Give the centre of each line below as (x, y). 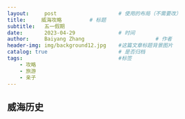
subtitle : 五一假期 (36, 26)
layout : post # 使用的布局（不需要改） (94, 13)
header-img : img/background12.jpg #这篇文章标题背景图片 (90, 45)
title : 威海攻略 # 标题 (57, 20)
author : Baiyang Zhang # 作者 (90, 39)
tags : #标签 (70, 58)
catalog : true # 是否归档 (76, 52)
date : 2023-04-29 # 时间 (71, 33)
